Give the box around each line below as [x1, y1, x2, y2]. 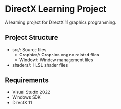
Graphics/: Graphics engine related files [19, 52, 99, 57]
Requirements [5, 76, 49, 85]
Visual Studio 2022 [12, 89, 51, 95]
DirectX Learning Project [5, 3, 107, 15]
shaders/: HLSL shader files [12, 62, 68, 68]
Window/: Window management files [19, 57, 93, 63]
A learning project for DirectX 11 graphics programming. [5, 19, 117, 25]
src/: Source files [12, 46, 47, 52]
